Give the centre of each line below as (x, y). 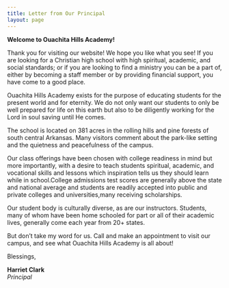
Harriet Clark (26, 269)
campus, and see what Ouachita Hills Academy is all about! (91, 243)
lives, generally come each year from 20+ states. (76, 222)
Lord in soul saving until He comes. (56, 117)
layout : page (26, 20)
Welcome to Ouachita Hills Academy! (61, 39)
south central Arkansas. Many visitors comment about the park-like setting (112, 137)
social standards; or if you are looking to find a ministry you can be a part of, (114, 67)
